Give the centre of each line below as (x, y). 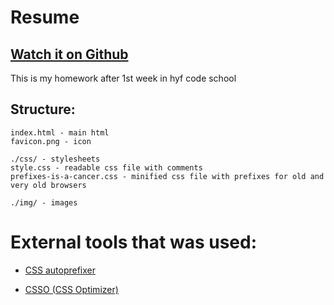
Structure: (43, 109)
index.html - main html (60, 132)
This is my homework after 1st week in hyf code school (123, 78)
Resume (45, 17)
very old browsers (48, 185)
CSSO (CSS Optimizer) (71, 289)
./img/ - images (44, 202)
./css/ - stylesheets (55, 159)
